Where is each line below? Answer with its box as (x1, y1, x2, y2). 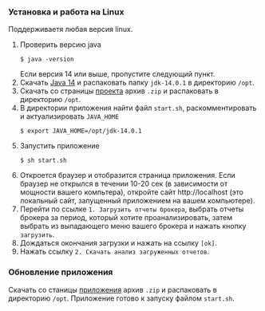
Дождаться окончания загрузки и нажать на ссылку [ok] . (19, 238, 218, 248)
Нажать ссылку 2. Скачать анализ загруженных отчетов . (19, 246, 210, 257)
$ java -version (19, 55, 74, 64)
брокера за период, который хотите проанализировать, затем (19, 213, 233, 222)
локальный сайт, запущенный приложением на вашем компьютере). (19, 196, 255, 206)
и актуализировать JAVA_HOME (19, 112, 120, 121)
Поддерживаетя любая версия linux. (8, 25, 133, 34)
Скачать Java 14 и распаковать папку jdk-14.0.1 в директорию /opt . (19, 78, 255, 88)
